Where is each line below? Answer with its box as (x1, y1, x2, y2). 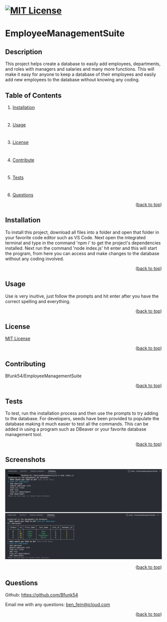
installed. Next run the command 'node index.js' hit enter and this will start (5, 245, 158, 251)
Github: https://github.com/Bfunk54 (5, 592, 79, 598)
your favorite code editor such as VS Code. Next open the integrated (5, 234, 146, 240)
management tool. (5, 432, 42, 437)
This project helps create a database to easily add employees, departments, (5, 61, 161, 67)
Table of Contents (5, 91, 62, 100)
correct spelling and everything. (5, 298, 71, 304)
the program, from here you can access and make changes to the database (5, 250, 160, 256)
